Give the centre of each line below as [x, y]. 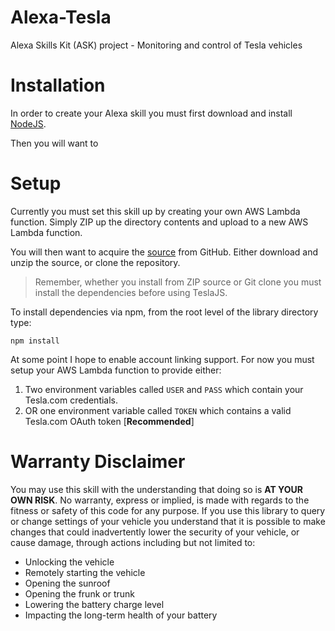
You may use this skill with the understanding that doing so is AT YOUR [156, 489]
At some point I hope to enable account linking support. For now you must [162, 359]
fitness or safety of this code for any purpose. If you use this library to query [168, 510]
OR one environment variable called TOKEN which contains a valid [158, 410]
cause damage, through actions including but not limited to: [133, 542]
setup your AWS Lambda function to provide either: [116, 370]
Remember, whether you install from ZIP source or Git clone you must [178, 282]
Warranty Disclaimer [98, 462]
